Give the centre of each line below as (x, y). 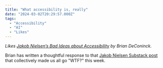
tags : (10, 18)
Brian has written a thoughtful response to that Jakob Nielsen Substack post (81, 55)
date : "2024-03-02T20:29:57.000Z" (40, 14)
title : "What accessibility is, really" (47, 9)
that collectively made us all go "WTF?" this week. (55, 60)
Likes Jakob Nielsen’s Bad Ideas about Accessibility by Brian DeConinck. (78, 46)
